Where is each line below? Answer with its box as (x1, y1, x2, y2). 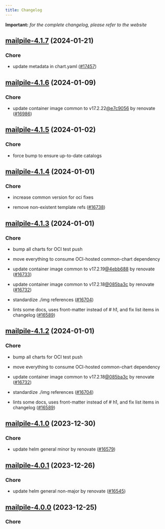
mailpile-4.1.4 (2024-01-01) (5, 167, 95, 176)
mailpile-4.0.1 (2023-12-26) (5, 461, 96, 470)
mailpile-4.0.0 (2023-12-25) (5, 503, 97, 512)
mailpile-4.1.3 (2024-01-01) (5, 219, 95, 228)
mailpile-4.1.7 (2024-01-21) (5, 36, 94, 45)
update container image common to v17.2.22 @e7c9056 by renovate (12, 105, 156, 111)
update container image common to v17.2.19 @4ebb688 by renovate (12, 266, 155, 272)
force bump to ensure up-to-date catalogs (12, 152, 102, 159)
